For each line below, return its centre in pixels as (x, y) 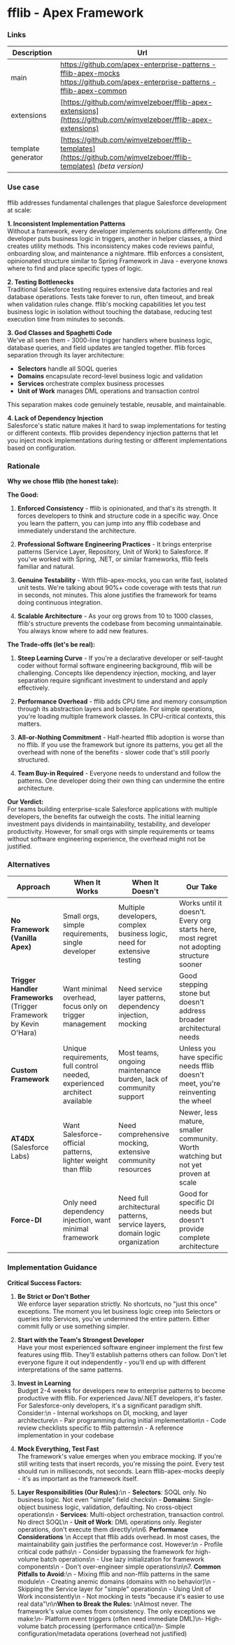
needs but (196, 1211)
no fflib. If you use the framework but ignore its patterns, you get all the (120, 745)
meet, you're (200, 1084)
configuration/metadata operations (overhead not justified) (102, 1633)
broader (192, 1019)
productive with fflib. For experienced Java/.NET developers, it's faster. (120, 1398)
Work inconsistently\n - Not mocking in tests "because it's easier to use (121, 1596)
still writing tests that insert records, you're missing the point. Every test (121, 1464)
